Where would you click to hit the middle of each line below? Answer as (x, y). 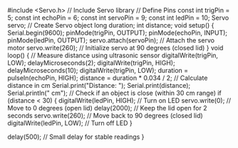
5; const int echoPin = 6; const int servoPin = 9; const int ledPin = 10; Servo (118, 18)
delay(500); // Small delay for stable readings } (76, 137)
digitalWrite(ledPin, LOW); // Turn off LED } (70, 123)
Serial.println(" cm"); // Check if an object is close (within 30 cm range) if (115, 93)
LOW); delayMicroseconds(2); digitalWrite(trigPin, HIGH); (92, 63)
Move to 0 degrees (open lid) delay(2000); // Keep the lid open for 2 (107, 108)
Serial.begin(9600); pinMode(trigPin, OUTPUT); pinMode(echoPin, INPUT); (118, 33)
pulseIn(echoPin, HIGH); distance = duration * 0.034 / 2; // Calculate (108, 78)
